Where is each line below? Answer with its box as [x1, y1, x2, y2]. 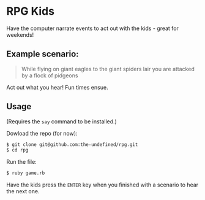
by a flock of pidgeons [21, 72, 78, 79]
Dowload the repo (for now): [6, 129, 78, 137]
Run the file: [6, 158, 37, 166]
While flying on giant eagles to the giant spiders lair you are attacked [21, 65, 195, 72]
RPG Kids [6, 4, 55, 18]
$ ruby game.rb [6, 170, 45, 176]
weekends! [6, 31, 34, 38]
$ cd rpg [6, 147, 29, 153]
